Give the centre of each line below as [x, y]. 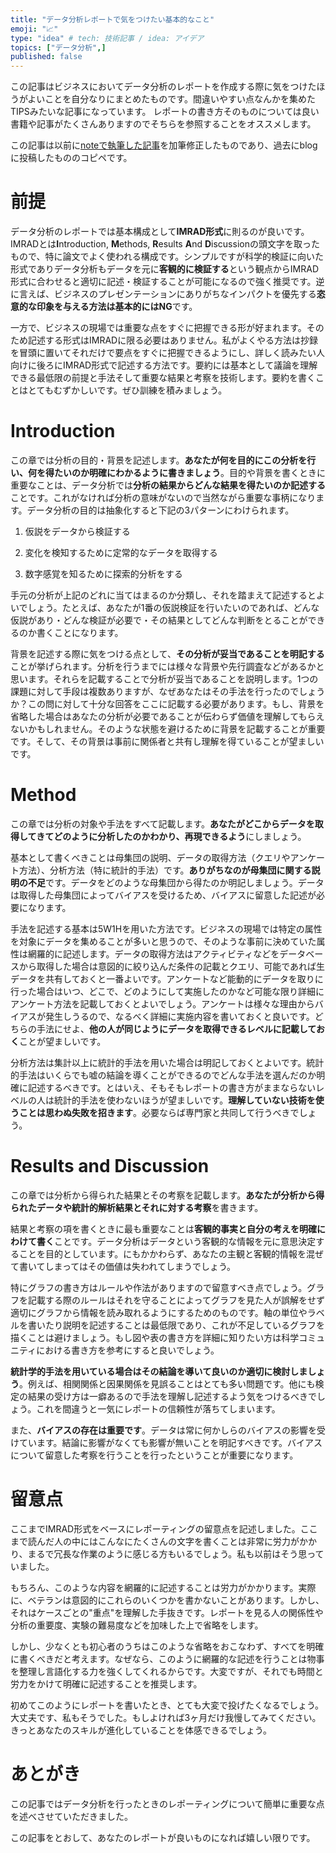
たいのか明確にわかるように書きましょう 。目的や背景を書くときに [189, 472]
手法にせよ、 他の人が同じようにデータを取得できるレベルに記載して [176, 1028]
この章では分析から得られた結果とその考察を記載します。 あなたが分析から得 [167, 1195]
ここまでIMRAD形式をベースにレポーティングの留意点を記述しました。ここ [164, 1528]
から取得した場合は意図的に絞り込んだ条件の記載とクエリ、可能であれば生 [172, 966]
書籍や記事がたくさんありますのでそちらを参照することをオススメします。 [163, 124]
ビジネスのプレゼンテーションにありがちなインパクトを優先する [185, 294]
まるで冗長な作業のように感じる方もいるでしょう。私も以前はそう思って [176, 1553]
